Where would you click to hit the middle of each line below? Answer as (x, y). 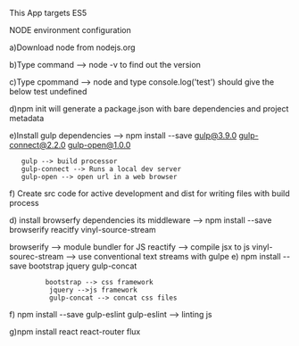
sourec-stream (37, 256)
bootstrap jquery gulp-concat (83, 266)
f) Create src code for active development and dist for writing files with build (149, 194)
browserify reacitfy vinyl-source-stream (83, 230)
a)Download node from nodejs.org (72, 47)
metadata (27, 118)
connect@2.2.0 (37, 145)
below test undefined (48, 91)
